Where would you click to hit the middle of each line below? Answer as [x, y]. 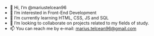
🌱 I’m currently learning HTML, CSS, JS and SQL [59, 18]
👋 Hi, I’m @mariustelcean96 [38, 8]
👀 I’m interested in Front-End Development [53, 13]
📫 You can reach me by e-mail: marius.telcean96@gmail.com [73, 28]
